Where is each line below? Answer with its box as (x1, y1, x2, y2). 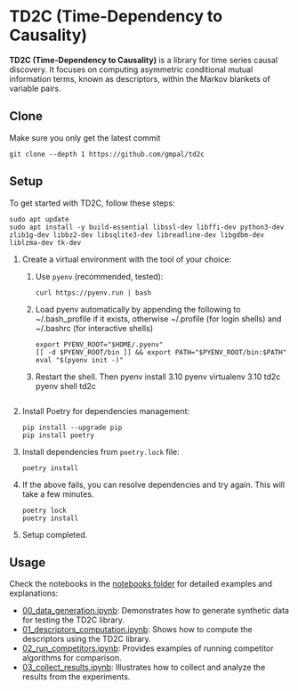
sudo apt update (9, 215, 69, 224)
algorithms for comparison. (21, 653, 122, 663)
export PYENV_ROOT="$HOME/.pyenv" (35, 340, 164, 349)
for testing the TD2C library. (21, 614, 125, 625)
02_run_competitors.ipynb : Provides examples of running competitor (21, 643, 274, 654)
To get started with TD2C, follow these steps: (9, 198, 175, 208)
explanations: (9, 588, 59, 598)
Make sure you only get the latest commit (9, 132, 161, 143)
